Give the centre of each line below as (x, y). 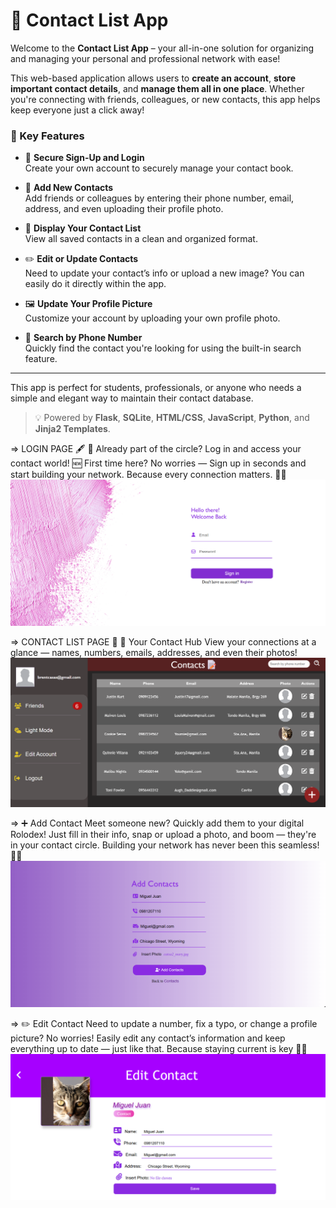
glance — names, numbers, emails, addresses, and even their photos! (154, 653)
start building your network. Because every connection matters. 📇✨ (148, 475)
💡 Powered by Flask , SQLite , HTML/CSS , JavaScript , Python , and (172, 418)
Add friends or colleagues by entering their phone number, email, (159, 198)
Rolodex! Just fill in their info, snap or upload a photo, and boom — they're (163, 834)
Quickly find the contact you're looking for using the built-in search (163, 348)
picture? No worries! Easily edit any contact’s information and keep (148, 1038)
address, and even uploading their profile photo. (124, 209)
